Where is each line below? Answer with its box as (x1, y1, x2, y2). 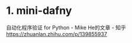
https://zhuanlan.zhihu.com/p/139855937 (6, 30, 108, 37)
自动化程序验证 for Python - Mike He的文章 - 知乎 (6, 24, 126, 31)
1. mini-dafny (6, 4, 72, 17)
